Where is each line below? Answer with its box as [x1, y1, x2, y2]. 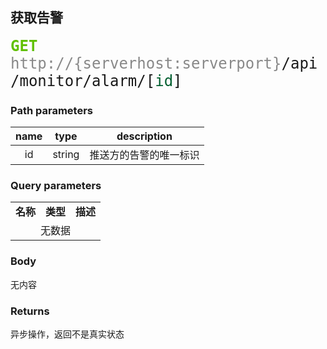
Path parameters [10, 103, 93, 117]
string [52, 148, 80, 162]
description [116, 129, 173, 143]
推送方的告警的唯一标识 [89, 148, 200, 162]
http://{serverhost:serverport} [10, 54, 282, 73]
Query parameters [10, 179, 102, 193]
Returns [10, 304, 50, 318]
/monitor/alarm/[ [10, 71, 156, 90]
